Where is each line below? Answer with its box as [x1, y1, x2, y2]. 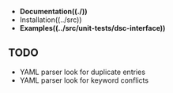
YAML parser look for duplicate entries [19, 67, 146, 76]
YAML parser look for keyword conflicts [19, 75, 149, 85]
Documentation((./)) [19, 7, 88, 16]
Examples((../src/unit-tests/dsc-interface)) [19, 24, 166, 32]
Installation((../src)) [19, 15, 82, 24]
